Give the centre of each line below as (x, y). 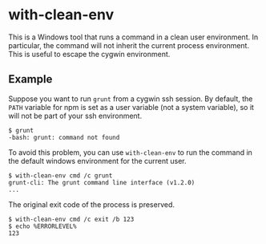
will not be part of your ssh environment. (75, 116)
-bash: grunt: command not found (64, 137)
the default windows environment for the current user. (97, 161)
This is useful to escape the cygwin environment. (89, 54)
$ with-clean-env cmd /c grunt (60, 175)
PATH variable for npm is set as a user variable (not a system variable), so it (131, 107)
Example (30, 79)
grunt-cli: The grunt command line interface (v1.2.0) (102, 182)
